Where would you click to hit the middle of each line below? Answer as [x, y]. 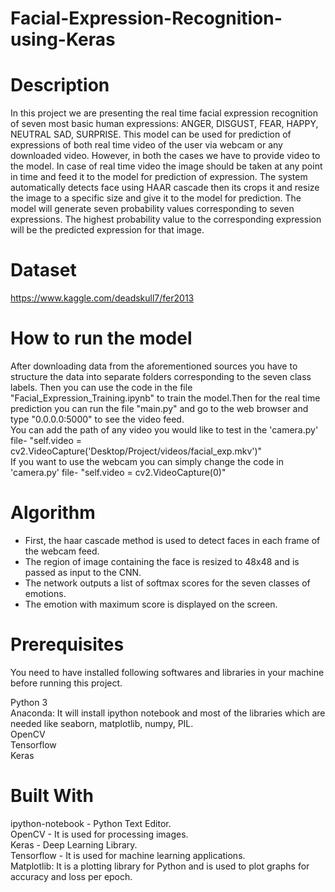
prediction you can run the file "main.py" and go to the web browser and [159, 408]
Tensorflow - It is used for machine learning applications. [128, 855]
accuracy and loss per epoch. [71, 876]
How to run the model [101, 338]
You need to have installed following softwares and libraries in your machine [167, 672]
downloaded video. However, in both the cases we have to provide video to [165, 156]
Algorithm [53, 513]
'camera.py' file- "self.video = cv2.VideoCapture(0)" [118, 472]
